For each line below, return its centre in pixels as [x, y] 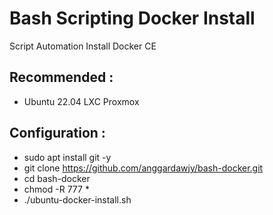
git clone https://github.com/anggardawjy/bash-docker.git [143, 168]
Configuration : [57, 133]
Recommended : [61, 77]
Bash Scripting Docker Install [132, 18]
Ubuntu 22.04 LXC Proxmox [81, 101]
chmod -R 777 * [56, 189]
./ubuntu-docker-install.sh [77, 199]
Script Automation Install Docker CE [83, 46]
